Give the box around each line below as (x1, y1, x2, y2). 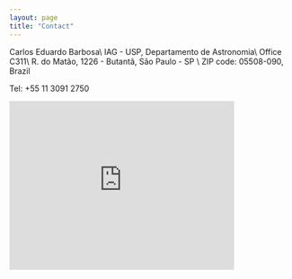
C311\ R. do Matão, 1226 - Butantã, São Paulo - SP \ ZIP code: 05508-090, (9, 56, 285, 67)
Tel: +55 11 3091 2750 (9, 83, 90, 94)
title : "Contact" (9, 22, 75, 31)
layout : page (9, 13, 58, 22)
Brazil (9, 65, 31, 76)
